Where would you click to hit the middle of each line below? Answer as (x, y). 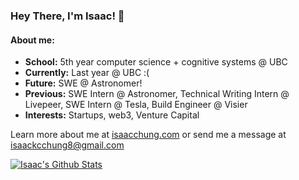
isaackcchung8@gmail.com (67, 145)
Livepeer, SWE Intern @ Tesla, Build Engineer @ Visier (136, 105)
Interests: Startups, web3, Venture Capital (112, 115)
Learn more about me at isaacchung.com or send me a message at (148, 135)
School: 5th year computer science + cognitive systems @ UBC (156, 62)
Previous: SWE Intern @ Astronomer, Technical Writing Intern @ (157, 94)
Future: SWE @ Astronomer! (83, 83)
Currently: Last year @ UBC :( (87, 73)
